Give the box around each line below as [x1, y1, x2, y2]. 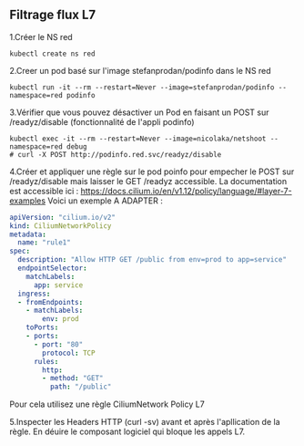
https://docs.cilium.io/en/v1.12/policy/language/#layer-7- [80, 185, 293, 196]
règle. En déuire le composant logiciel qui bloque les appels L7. [9, 426, 246, 437]
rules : [33, 357, 59, 366]
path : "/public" [49, 382, 112, 391]
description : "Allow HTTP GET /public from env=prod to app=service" [17, 255, 287, 264]
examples [9, 195, 46, 206]
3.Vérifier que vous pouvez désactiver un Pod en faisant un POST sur [9, 107, 269, 118]
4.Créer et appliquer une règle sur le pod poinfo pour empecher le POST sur [9, 166, 295, 177]
